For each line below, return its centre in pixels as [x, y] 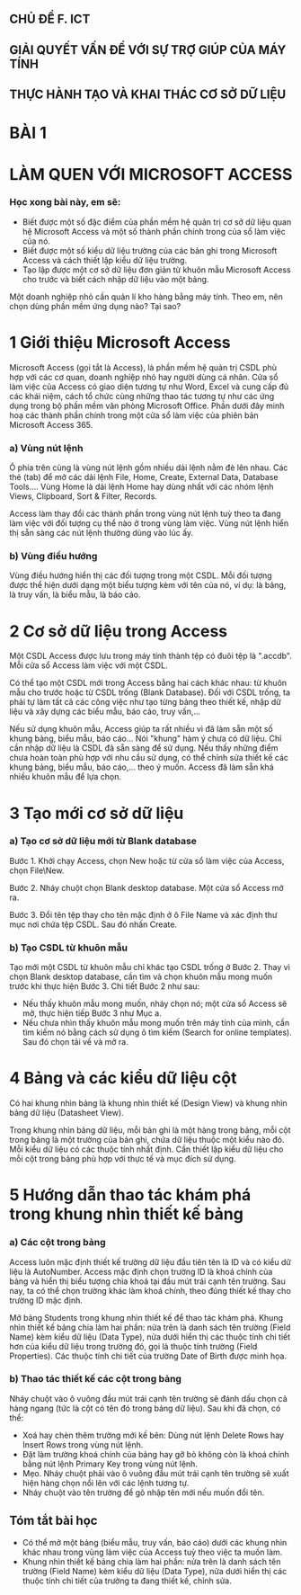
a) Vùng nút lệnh [46, 448]
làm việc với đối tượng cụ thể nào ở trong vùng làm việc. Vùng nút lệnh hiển [149, 523]
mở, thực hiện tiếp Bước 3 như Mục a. [92, 1013]
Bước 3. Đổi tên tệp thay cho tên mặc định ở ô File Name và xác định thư [143, 914]
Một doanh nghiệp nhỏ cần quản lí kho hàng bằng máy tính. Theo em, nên [146, 297]
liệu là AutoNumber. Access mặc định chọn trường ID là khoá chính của [141, 1271]
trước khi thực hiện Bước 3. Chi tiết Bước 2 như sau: [105, 986]
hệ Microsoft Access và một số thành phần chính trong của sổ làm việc [154, 231]
